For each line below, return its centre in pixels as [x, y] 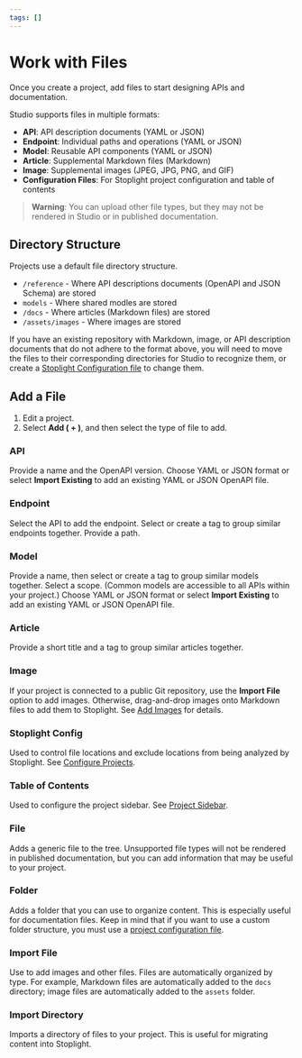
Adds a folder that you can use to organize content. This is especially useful [150, 910]
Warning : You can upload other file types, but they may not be [147, 206]
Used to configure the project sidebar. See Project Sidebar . [119, 805]
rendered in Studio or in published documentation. [125, 216]
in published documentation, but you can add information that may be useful [151, 858]
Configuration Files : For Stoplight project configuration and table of [148, 179]
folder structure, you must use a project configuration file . [117, 929]
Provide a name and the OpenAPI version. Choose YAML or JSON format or [150, 470]
